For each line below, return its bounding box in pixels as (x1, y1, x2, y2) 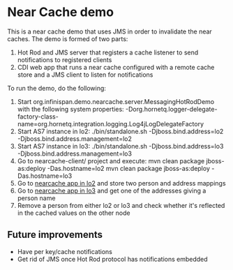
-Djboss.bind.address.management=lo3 (17, 149, 133, 158)
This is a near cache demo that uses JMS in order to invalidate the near (7, 27, 213, 36)
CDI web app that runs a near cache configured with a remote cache (17, 63, 215, 71)
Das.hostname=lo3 (17, 172, 73, 180)
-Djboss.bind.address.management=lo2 (17, 134, 133, 143)
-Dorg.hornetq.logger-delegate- (125, 105, 218, 113)
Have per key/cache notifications (17, 247, 113, 255)
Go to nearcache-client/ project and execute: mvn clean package (17, 156, 205, 165)
